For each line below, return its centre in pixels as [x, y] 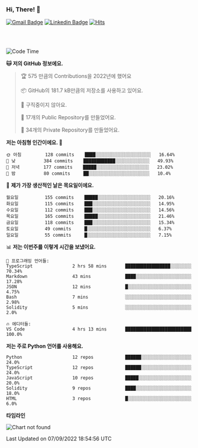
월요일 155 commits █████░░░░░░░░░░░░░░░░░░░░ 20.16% [90, 198]
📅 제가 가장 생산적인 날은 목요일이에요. [50, 185]
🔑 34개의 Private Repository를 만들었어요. [70, 130]
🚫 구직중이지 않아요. [43, 105]
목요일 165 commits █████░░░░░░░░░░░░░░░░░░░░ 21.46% [90, 217]
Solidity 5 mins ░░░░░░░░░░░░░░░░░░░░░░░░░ [99, 308]
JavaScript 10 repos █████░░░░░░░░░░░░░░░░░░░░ [99, 378]
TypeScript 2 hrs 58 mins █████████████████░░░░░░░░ [99, 266]
